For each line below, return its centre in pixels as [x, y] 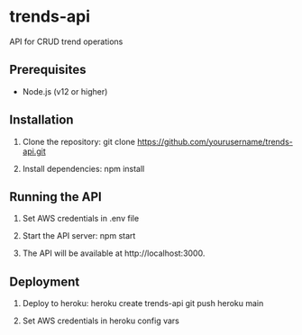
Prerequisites [48, 70]
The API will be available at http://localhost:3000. [114, 253]
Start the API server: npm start [79, 236]
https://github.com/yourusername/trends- [215, 141]
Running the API [55, 197]
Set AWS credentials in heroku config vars [101, 321]
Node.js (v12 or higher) [65, 91]
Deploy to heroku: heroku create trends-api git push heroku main [143, 303]
